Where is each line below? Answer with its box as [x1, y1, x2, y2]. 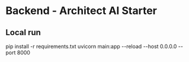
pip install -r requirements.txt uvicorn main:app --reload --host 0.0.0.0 [5, 43, 177, 50]
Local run [5, 27, 41, 37]
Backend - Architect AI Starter [5, 4, 158, 18]
